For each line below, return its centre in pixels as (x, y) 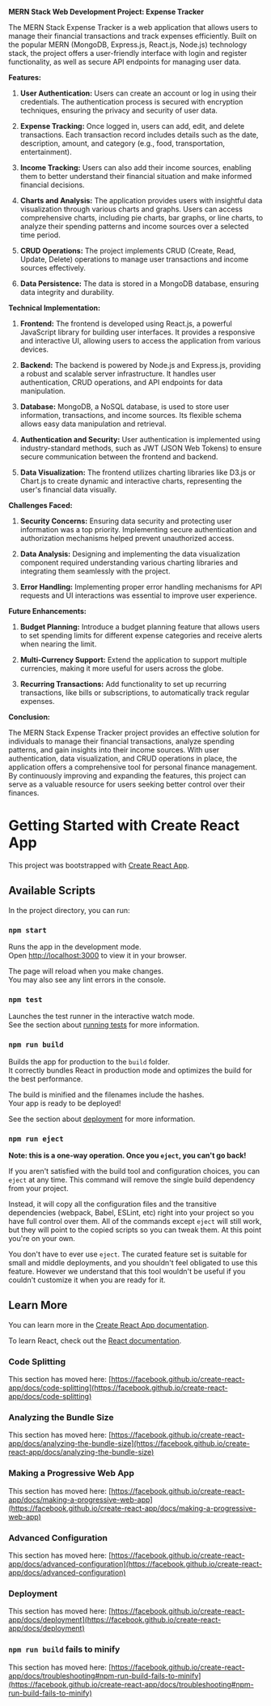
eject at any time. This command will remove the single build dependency (132, 1179)
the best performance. (46, 1079)
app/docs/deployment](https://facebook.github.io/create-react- (114, 1620)
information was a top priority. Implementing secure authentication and (138, 529)
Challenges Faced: (40, 505)
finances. (24, 793)
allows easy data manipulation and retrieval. (93, 424)
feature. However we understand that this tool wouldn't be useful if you (127, 1271)
